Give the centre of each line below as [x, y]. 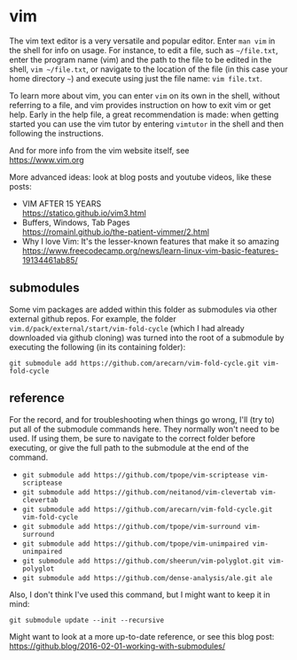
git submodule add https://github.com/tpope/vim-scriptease [135, 475]
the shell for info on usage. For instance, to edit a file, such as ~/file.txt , [144, 50]
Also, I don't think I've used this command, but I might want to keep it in [140, 594]
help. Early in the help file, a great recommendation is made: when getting [144, 114]
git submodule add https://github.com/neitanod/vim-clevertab [139, 492]
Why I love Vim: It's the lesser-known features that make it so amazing [150, 241]
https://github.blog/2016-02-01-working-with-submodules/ [117, 646]
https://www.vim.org [47, 159]
